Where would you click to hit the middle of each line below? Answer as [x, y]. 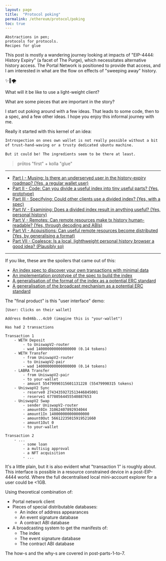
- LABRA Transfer [32, 370]
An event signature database [49, 517]
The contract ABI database [47, 544]
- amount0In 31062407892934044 [55, 409]
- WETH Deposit [30, 340]
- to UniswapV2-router [46, 344]
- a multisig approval [46, 449]
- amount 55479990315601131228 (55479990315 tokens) [78, 384]
